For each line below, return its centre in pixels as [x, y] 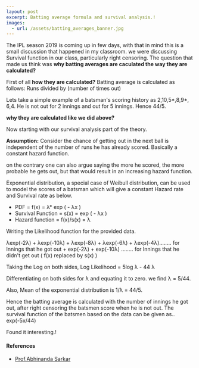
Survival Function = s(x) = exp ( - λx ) [61, 213]
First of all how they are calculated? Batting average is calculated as [91, 82]
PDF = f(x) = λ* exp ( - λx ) [48, 207]
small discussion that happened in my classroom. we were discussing [92, 52]
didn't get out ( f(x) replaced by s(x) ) [52, 255]
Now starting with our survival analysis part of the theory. [77, 129]
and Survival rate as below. [39, 196]
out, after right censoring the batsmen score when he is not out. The [90, 308]
